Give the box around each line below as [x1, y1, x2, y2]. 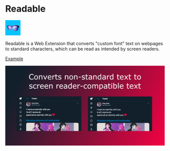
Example [5, 55, 24, 61]
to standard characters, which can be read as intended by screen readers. [5, 46, 160, 52]
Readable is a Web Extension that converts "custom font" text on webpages [5, 40, 163, 46]
